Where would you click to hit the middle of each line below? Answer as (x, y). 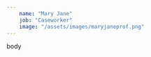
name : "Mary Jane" (46, 14)
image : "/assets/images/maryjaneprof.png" (82, 26)
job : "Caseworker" (46, 20)
